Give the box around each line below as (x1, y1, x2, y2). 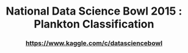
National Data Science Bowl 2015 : (5, 4, 183, 18)
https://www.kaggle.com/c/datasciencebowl (25, 39, 163, 48)
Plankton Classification (34, 17, 154, 31)
